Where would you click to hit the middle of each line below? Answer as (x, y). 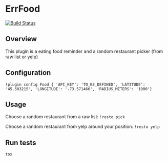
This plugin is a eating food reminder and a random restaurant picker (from (84, 51)
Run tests (21, 142)
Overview (21, 39)
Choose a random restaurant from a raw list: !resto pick (65, 117)
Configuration (28, 73)
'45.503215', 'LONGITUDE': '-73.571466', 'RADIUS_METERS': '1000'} (79, 89)
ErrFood (23, 9)
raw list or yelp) (22, 57)
